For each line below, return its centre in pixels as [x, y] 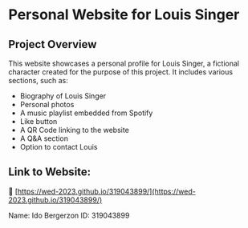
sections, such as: [38, 80]
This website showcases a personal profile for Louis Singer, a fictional [124, 63]
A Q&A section [44, 138]
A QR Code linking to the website [75, 130]
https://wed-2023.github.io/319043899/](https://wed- [107, 191]
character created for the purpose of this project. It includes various [121, 72]
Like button [39, 121]
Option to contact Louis [59, 147]
